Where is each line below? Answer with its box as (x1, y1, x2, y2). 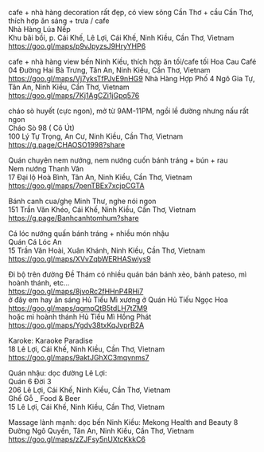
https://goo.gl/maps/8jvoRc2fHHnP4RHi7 (8, 287, 144, 296)
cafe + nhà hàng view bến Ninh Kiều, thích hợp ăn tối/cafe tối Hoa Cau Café (8, 57, 257, 66)
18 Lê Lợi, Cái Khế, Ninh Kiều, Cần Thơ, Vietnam (8, 344, 165, 354)
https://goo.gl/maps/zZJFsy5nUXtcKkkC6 (8, 434, 146, 444)
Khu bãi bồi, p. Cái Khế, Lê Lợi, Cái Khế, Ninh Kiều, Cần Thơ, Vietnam (8, 33, 235, 42)
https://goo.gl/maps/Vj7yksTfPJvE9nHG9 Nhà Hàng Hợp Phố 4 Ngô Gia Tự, (8, 74, 255, 83)
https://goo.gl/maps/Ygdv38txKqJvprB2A (8, 320, 145, 330)
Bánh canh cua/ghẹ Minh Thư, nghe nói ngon (8, 196, 157, 206)
